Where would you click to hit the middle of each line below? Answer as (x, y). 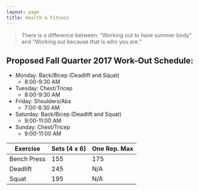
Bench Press (27, 159)
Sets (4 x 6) (69, 149)
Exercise (27, 149)
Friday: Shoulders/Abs (43, 101)
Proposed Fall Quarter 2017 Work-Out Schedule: (100, 61)
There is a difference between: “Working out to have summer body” (107, 35)
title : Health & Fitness (38, 18)
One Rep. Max (113, 149)
